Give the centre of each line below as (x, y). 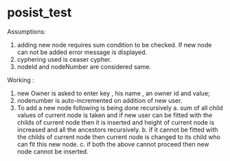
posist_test (39, 13)
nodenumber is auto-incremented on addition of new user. (100, 100)
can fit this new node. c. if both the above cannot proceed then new (113, 144)
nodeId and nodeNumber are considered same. (84, 66)
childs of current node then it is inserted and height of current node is (116, 122)
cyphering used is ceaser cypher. (64, 59)
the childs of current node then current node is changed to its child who (119, 137)
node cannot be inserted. (53, 151)
